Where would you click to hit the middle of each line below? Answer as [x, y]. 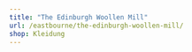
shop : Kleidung [37, 33]
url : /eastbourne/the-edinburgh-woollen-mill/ [96, 26]
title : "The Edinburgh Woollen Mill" [79, 17]
